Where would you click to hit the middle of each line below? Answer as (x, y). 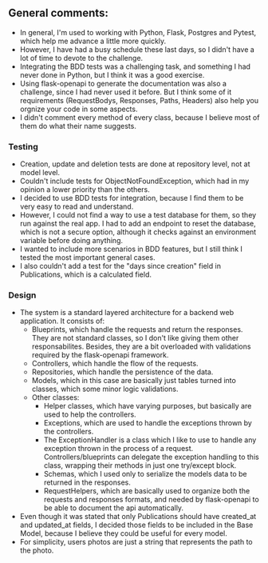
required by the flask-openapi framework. (100, 355)
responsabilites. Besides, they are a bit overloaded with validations (141, 346)
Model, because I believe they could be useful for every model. (123, 533)
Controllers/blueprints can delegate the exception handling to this (151, 457)
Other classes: (55, 397)
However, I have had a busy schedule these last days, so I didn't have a (137, 49)
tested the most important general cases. (87, 258)
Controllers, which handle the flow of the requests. (115, 364)
